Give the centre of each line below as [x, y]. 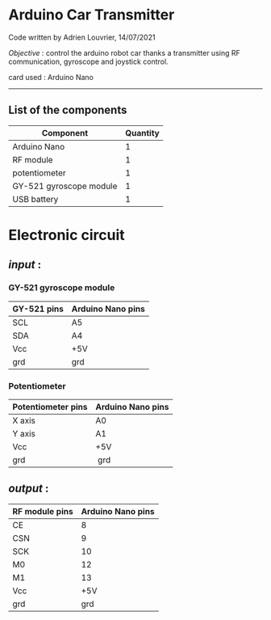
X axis [24, 420]
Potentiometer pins [50, 407]
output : [29, 489]
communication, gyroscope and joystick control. [88, 61]
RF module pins [43, 511]
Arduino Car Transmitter [92, 15]
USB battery [35, 199]
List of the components [68, 110]
